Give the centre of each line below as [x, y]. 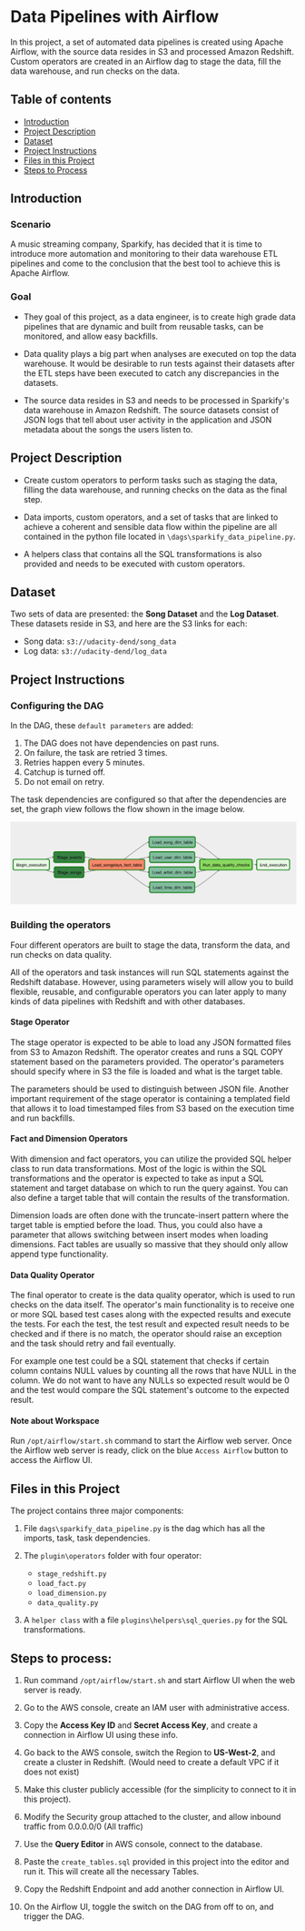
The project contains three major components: [97, 1511]
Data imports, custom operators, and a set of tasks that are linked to [151, 517]
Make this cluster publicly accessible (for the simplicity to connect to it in [160, 1789]
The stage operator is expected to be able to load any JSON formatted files [151, 1042]
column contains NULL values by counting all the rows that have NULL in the [153, 1371]
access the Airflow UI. [52, 1460]
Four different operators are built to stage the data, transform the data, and [150, 945]
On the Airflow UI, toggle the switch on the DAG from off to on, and [148, 1906]
